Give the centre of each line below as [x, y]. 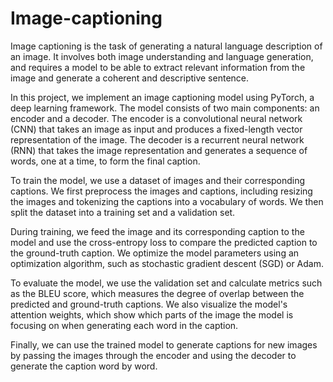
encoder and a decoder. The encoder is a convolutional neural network [156, 118]
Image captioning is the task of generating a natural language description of [166, 46]
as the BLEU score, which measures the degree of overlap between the [157, 293]
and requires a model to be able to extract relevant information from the [158, 67]
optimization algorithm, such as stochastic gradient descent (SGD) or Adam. [167, 263]
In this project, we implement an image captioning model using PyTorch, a [162, 97]
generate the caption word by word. [84, 366]
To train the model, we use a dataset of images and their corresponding [158, 180]
